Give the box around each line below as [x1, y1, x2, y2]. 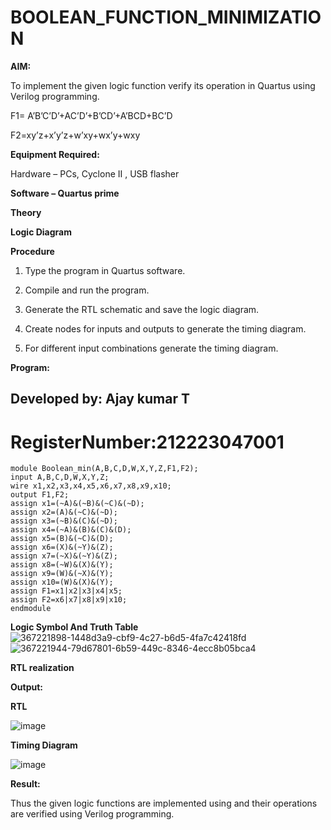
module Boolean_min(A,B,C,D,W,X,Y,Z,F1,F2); [10, 464, 199, 474]
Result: [10, 778, 41, 790]
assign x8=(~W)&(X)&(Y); [10, 560, 114, 570]
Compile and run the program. [24, 284, 150, 296]
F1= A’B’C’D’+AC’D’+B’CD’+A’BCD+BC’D [10, 109, 173, 121]
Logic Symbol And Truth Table [10, 621, 139, 633]
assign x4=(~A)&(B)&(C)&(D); [10, 525, 132, 535]
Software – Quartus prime [10, 187, 120, 199]
